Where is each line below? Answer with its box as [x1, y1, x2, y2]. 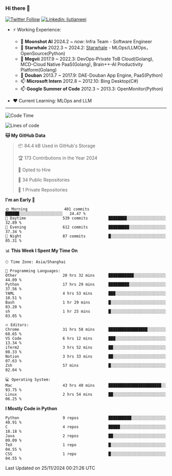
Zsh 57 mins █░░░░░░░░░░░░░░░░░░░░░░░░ [5, 363, 166, 368]
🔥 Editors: [5, 323, 29, 328]
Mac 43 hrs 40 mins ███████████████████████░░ [5, 383, 166, 388]
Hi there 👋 [5, 5, 31, 12]
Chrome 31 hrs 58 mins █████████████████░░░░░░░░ [5, 327, 166, 332]
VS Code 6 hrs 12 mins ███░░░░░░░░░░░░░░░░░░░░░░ [5, 336, 166, 341]
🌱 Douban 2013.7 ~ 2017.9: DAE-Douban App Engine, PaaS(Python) [20, 72, 163, 79]
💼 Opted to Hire [17, 167, 51, 173]
